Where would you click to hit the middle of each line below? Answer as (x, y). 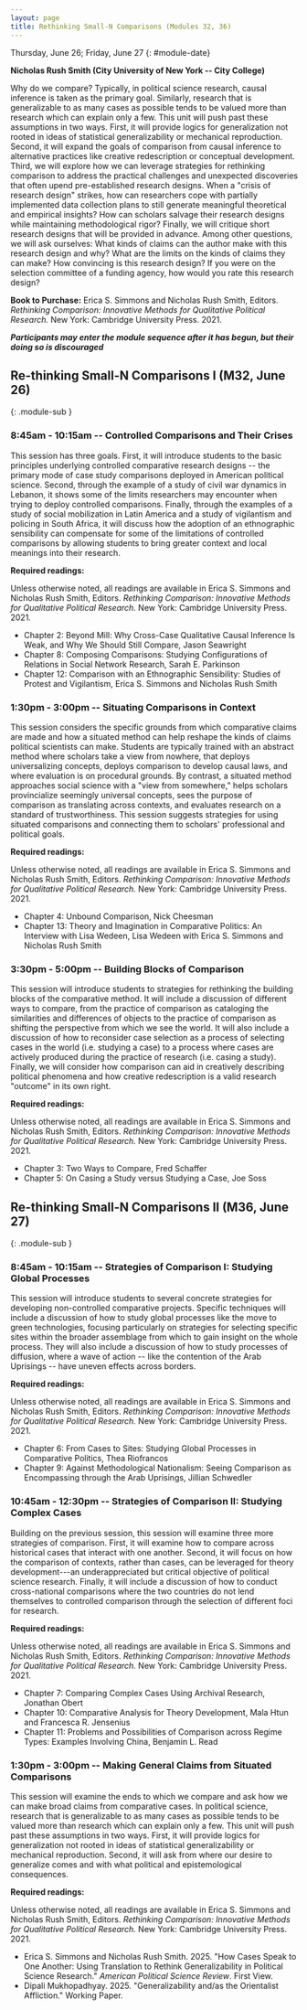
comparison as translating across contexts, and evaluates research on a (146, 805)
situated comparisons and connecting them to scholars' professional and (148, 824)
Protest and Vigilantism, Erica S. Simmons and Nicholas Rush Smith (150, 683)
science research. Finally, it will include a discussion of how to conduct (144, 1581)
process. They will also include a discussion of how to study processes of (149, 1347)
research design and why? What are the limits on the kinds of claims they (148, 253)
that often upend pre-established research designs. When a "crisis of (141, 185)
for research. (35, 1610)
